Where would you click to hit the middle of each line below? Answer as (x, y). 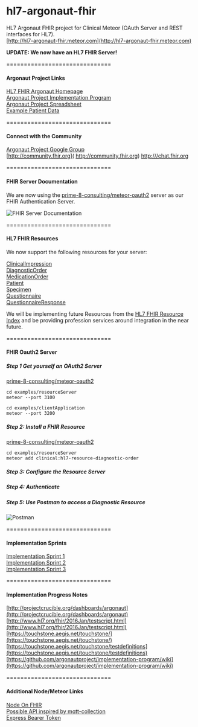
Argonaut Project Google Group (46, 150)
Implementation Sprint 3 (36, 569)
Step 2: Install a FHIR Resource (46, 426)
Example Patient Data (33, 110)
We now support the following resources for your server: (77, 252)
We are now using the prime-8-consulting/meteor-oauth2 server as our (95, 195)
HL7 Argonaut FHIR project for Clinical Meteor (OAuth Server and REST (94, 28)
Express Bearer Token (34, 717)
